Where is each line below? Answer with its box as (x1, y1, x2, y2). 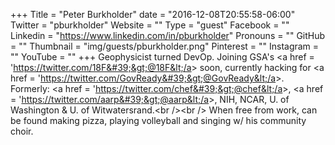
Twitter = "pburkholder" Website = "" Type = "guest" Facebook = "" (10, 19, 290, 31)
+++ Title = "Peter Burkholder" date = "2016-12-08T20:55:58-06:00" (10, 9, 296, 20)
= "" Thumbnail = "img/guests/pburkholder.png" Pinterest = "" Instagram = (10, 40, 320, 52)
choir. (10, 125, 34, 137)
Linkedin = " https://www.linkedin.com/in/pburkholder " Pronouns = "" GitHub (10, 30, 326, 41)
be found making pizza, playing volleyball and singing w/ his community (10, 115, 307, 126)
